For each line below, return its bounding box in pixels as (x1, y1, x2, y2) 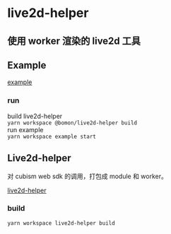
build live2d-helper (7, 112, 63, 120)
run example (7, 125, 44, 134)
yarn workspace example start (7, 133, 97, 140)
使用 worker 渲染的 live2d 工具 (7, 35, 141, 47)
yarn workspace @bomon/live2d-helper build (7, 119, 138, 127)
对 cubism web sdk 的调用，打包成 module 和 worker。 (7, 172, 167, 180)
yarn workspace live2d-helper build (7, 219, 115, 227)
